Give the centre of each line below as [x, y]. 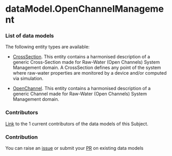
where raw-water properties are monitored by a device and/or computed [90, 73]
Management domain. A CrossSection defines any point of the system [87, 68]
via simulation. [28, 79]
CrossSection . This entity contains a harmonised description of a [81, 57]
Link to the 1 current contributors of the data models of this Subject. [77, 124]
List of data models [30, 36]
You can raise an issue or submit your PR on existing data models [74, 148]
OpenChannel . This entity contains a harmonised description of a [82, 88]
